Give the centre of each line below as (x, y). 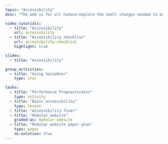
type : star (25, 78)
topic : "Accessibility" (30, 10)
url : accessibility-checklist (46, 42)
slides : (13, 55)
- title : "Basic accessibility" (43, 101)
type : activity (30, 97)
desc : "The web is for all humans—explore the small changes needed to (81, 14)
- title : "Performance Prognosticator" (51, 92)
